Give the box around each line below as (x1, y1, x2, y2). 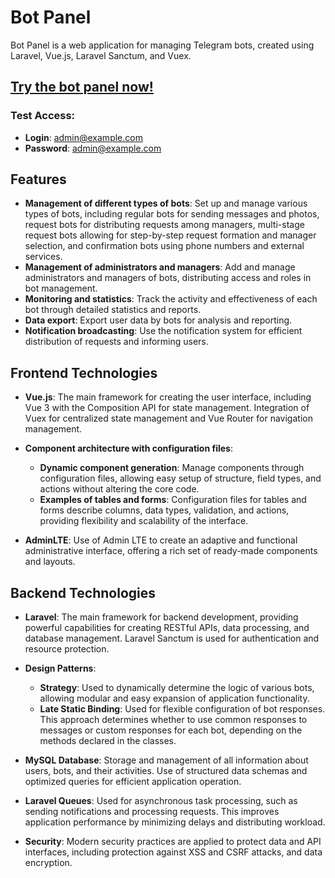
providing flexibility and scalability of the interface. (39, 515, 249, 527)
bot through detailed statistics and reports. (24, 304, 202, 316)
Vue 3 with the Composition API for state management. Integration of (24, 402, 310, 414)
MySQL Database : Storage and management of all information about (24, 754, 309, 766)
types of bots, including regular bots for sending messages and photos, (24, 208, 320, 220)
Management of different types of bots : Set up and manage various (24, 197, 308, 210)
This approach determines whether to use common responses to (39, 714, 308, 726)
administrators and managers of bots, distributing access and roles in (24, 272, 312, 284)
